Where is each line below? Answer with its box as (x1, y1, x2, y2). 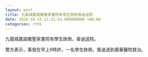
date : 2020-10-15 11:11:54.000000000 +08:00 (5, 17, 101, 22)
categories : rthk (5, 21, 42, 27)
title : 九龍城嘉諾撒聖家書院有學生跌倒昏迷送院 (5, 12, 93, 17)
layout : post (5, 7, 33, 13)
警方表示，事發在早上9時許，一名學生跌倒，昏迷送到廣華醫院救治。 (5, 46, 146, 53)
